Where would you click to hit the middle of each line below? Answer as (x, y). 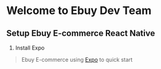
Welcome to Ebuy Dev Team (79, 11)
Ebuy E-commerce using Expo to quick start (77, 60)
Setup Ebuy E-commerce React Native (81, 33)
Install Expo (30, 48)
